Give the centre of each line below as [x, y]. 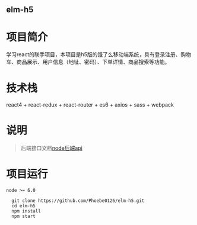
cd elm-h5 [23, 206]
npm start [23, 216]
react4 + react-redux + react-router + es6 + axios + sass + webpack [90, 105]
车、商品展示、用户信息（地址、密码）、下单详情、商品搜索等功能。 [88, 62]
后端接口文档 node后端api [52, 148]
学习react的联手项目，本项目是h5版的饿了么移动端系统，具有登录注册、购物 [99, 54]
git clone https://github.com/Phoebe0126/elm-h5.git [78, 201]
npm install [26, 211]
